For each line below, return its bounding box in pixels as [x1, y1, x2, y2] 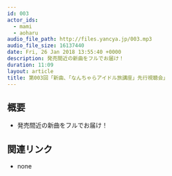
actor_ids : [7, 17, 39, 23]
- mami [13, 23, 32, 30]
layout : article [7, 68, 54, 75]
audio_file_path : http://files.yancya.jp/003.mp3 [7, 36, 153, 43]
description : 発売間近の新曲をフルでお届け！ [7, 55, 125, 62]
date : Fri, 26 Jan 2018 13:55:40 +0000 [7, 49, 122, 56]
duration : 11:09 [7, 61, 54, 68]
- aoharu [13, 29, 39, 37]
